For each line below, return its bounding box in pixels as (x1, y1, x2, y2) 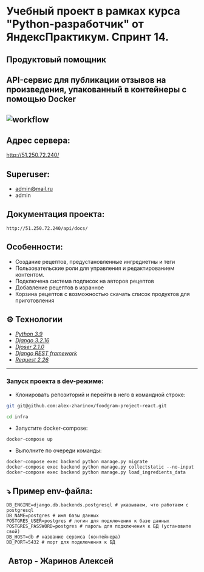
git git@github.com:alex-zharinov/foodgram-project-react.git (6, 402, 167, 408)
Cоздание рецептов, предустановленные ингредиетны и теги (15, 258, 175, 265)
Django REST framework (15, 350, 78, 357)
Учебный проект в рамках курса (6, 4, 180, 18)
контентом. (15, 270, 44, 278)
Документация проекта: (6, 209, 105, 219)
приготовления (15, 297, 55, 304)
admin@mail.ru (15, 185, 53, 192)
